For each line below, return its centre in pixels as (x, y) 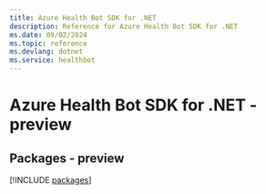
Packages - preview (67, 158)
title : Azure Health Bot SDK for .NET (83, 18)
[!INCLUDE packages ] (51, 180)
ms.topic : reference (49, 43)
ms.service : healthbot (52, 60)
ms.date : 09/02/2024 (49, 35)
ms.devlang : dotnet (46, 52)
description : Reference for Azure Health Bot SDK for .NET (124, 26)
